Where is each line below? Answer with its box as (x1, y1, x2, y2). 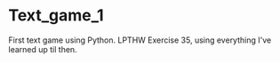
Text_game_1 (8, 5, 104, 26)
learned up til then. (8, 43, 77, 54)
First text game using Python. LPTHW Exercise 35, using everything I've (8, 35, 272, 45)
